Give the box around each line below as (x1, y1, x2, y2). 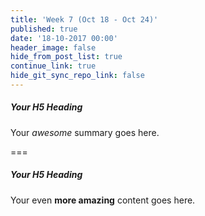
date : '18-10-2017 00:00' (10, 33, 118, 43)
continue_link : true (10, 61, 97, 71)
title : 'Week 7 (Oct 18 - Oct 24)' (10, 14, 159, 25)
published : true (10, 24, 78, 34)
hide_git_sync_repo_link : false (10, 71, 145, 81)
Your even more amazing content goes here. (10, 194, 196, 206)
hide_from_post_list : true (10, 52, 123, 62)
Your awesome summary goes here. (10, 126, 160, 138)
